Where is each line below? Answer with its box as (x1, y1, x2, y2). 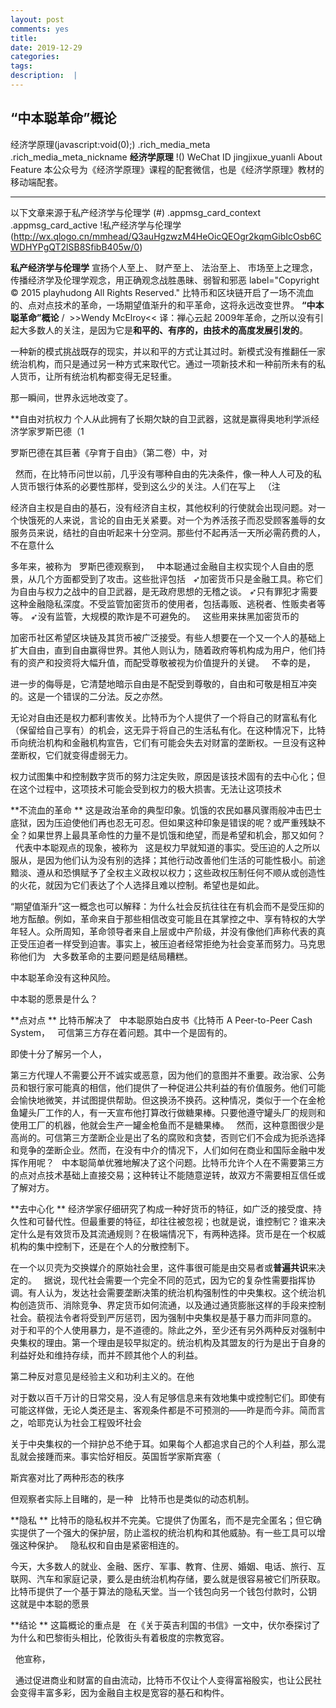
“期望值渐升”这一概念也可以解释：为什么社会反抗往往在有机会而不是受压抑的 (10, 900, 325, 912)
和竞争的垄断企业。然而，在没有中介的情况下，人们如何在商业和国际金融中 (10, 1144, 317, 1156)
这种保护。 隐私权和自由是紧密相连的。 (18, 1539, 185, 1551)
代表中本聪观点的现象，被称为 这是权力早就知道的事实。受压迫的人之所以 (14, 841, 321, 853)
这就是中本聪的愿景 (10, 1597, 90, 1610)
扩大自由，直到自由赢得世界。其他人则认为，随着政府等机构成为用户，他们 (10, 644, 317, 656)
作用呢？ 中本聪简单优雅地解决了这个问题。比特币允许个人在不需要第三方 (18, 1156, 325, 1168)
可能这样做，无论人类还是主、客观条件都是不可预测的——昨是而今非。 (10, 1404, 300, 1416)
